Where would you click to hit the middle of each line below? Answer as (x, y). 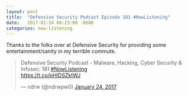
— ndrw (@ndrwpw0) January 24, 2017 (69, 87)
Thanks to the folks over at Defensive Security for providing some (86, 45)
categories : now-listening (39, 28)
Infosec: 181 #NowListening (54, 69)
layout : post (22, 12)
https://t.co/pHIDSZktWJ (51, 75)
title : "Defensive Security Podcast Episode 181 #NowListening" (88, 17)
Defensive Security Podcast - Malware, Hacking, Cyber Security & (101, 63)
